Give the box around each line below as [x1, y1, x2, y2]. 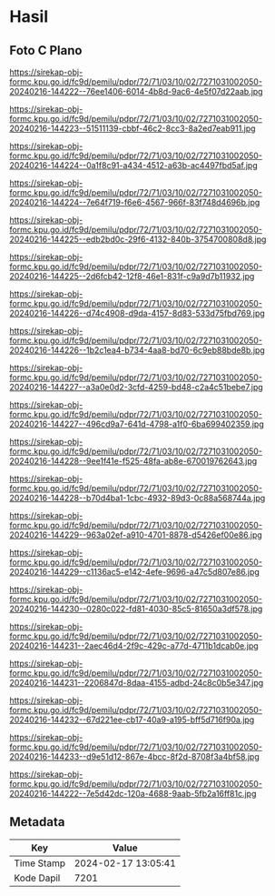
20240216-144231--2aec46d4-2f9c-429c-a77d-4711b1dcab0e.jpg [9, 640, 259, 651]
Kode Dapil [14, 871, 61, 884]
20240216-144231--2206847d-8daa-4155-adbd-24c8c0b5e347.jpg [9, 678, 264, 688]
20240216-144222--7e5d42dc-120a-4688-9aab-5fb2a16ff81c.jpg [9, 789, 257, 799]
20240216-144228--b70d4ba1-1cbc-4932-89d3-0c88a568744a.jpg [9, 493, 266, 503]
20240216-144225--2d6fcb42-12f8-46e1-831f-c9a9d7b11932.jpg [9, 271, 255, 281]
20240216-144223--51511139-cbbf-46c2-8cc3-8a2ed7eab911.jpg [9, 123, 256, 134]
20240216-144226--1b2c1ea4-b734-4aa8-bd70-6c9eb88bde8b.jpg [9, 345, 265, 356]
